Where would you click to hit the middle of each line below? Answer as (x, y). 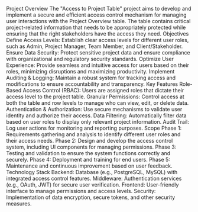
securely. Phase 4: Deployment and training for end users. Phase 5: (88, 160)
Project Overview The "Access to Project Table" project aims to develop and (99, 9)
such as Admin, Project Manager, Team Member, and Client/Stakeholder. (95, 46)
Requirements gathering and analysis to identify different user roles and (93, 134)
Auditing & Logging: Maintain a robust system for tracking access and (91, 78)
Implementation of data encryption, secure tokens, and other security (91, 197)
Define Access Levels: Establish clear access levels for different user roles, (98, 40)
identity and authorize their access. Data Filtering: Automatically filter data (97, 115)
